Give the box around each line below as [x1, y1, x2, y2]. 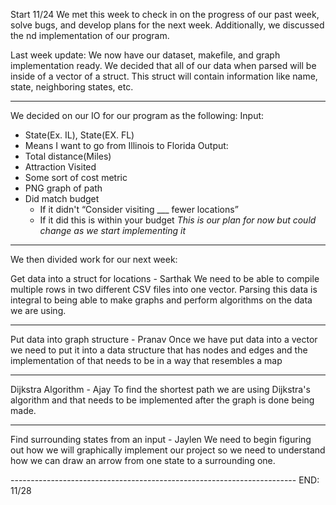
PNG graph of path [24, 182, 103, 194]
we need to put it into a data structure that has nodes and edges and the [10, 344, 308, 356]
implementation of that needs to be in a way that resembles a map [10, 355, 283, 366]
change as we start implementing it [39, 225, 186, 236]
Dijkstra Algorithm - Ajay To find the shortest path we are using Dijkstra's [10, 384, 311, 395]
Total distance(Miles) [24, 150, 112, 162]
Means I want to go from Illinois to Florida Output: [24, 140, 229, 151]
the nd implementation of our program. [10, 30, 170, 41]
